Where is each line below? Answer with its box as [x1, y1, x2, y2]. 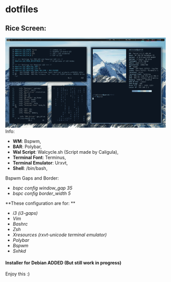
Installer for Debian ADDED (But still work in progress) [5, 260, 122, 266]
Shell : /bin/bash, [12, 165, 48, 171]
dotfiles [5, 4, 39, 15]
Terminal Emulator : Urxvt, [12, 160, 68, 166]
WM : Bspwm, [12, 138, 41, 144]
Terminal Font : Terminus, [12, 154, 66, 160]
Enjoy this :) [5, 271, 30, 277]
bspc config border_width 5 [12, 190, 71, 196]
